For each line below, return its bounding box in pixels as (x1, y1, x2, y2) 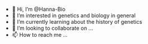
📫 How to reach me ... (11, 32, 68, 38)
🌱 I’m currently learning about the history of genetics (11, 18, 143, 25)
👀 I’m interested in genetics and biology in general (11, 12, 136, 19)
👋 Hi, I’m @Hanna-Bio (11, 6, 66, 12)
